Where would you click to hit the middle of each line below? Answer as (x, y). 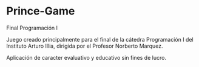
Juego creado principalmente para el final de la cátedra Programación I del (100, 39)
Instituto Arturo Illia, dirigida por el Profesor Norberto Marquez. (85, 46)
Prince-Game (41, 11)
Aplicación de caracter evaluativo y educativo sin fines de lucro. (86, 57)
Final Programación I (32, 28)
